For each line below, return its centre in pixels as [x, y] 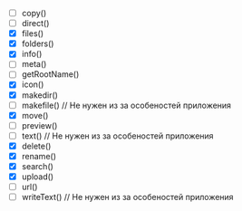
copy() [34, 13]
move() [35, 115]
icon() [33, 84]
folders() [38, 43]
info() [32, 54]
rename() [39, 156]
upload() [38, 177]
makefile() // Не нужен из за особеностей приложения [126, 105]
